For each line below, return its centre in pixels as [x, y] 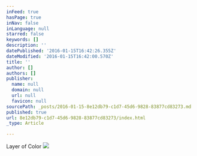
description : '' [26, 46]
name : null [25, 85]
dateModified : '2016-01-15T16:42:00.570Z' [60, 56]
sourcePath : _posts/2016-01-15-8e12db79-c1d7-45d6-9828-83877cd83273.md [99, 106]
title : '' [19, 62]
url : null [24, 95]
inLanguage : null [28, 28]
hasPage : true [24, 17]
